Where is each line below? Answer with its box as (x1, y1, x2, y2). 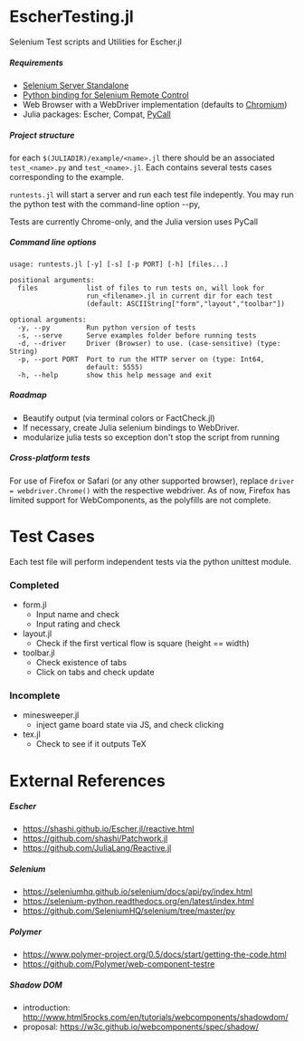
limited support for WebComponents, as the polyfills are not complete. (9, 494, 271, 505)
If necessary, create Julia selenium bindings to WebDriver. (22, 422, 240, 433)
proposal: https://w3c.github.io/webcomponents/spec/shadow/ (22, 1021, 260, 1033)
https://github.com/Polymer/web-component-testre (22, 959, 215, 969)
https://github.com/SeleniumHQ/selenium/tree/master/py (22, 905, 235, 916)
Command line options (9, 237, 97, 248)
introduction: (22, 1002, 71, 1013)
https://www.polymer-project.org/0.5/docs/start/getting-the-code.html (22, 949, 287, 960)
